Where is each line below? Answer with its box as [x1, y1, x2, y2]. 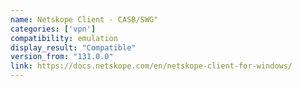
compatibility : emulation [10, 33, 118, 43]
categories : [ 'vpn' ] [10, 24, 97, 34]
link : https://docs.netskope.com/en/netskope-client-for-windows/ [10, 61, 293, 71]
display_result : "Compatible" [10, 42, 137, 53]
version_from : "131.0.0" [10, 52, 114, 62]
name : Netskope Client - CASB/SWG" [10, 14, 159, 25]
